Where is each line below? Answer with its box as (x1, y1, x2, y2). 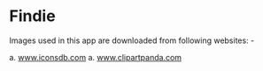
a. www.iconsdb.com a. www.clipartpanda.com (9, 52, 182, 62)
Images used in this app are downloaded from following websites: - (9, 35, 255, 46)
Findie (9, 6, 56, 26)
